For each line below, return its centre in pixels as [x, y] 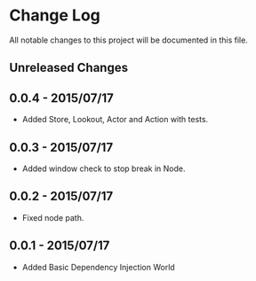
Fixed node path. [53, 217]
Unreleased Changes [69, 68]
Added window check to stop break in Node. [104, 168]
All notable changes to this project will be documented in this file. [129, 40]
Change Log [55, 16]
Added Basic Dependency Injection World [98, 267]
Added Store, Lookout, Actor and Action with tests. [115, 120]
